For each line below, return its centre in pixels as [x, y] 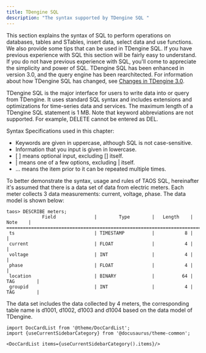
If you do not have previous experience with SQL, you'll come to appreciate [101, 61]
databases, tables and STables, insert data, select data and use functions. [100, 42]
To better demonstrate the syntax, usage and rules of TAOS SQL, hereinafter [103, 180]
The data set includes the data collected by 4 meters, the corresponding [98, 303]
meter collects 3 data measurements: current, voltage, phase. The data [96, 193]
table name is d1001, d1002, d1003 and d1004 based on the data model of [100, 310]
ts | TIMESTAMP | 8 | [101, 233]
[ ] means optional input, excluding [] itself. [69, 156]
